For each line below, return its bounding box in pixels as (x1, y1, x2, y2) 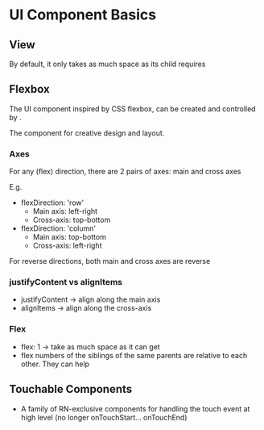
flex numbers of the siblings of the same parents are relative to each (20, 350, 248, 360)
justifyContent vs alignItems (9, 277, 123, 288)
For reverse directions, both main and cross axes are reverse (9, 257, 211, 266)
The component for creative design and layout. (9, 127, 165, 138)
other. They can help (20, 359, 90, 369)
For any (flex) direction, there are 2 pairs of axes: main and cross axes (9, 167, 241, 177)
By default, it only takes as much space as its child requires (9, 59, 206, 69)
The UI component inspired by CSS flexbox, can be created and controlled (9, 103, 256, 114)
